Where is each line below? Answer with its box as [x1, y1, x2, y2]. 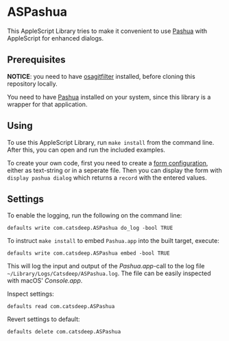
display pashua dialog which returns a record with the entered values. [7, 173, 207, 182]
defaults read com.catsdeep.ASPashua [7, 303, 115, 310]
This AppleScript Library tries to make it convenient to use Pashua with [7, 27, 208, 35]
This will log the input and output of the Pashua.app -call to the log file [7, 262, 205, 270]
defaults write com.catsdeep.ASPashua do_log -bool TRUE [7, 224, 173, 232]
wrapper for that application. [7, 100, 88, 108]
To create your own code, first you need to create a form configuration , [7, 158, 208, 167]
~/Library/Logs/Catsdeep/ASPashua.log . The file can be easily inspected [7, 269, 211, 278]
